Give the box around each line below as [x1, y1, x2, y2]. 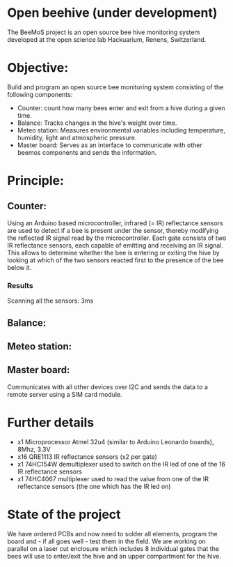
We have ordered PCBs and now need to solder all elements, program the [7, 529, 218, 538]
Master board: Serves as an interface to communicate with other [17, 141, 203, 149]
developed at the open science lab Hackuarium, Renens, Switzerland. [7, 35, 207, 43]
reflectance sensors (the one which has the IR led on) [17, 482, 171, 490]
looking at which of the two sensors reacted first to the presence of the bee [7, 256, 224, 264]
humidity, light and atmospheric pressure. [17, 133, 137, 142]
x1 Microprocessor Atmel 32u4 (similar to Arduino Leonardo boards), [17, 437, 214, 446]
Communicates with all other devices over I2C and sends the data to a [7, 382, 209, 391]
